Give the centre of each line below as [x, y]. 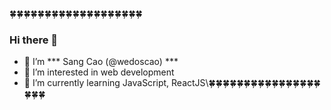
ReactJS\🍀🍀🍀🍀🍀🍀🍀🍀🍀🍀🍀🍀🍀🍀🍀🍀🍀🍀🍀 [246, 83]
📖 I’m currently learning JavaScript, [96, 83]
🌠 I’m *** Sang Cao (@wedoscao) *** [101, 62]
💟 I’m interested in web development [99, 72]
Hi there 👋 [34, 40]
